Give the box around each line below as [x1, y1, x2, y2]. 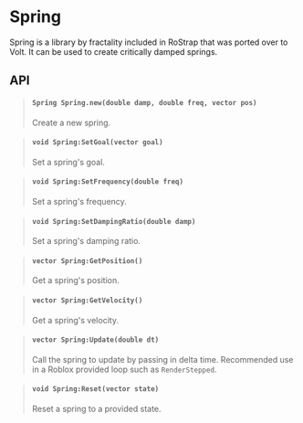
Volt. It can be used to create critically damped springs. [9, 46, 218, 57]
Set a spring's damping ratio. [31, 236, 141, 247]
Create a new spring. [31, 117, 111, 128]
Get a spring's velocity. [31, 314, 119, 325]
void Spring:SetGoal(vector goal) [31, 138, 163, 147]
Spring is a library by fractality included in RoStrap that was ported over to [9, 37, 288, 48]
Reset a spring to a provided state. [31, 403, 162, 414]
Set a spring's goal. [31, 156, 105, 167]
